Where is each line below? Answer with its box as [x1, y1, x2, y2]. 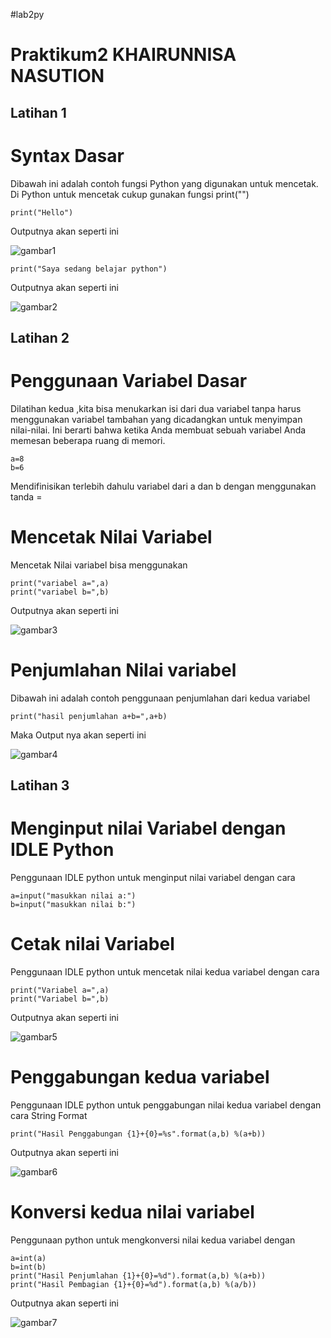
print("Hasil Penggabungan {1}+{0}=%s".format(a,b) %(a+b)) [10, 1129, 267, 1139]
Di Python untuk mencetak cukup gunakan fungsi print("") [10, 188, 250, 200]
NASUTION [10, 65, 105, 88]
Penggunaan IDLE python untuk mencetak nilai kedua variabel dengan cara [10, 965, 320, 978]
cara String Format [10, 1109, 88, 1121]
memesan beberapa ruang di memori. [10, 434, 166, 446]
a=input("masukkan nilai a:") [10, 891, 137, 901]
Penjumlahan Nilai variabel [10, 659, 237, 681]
